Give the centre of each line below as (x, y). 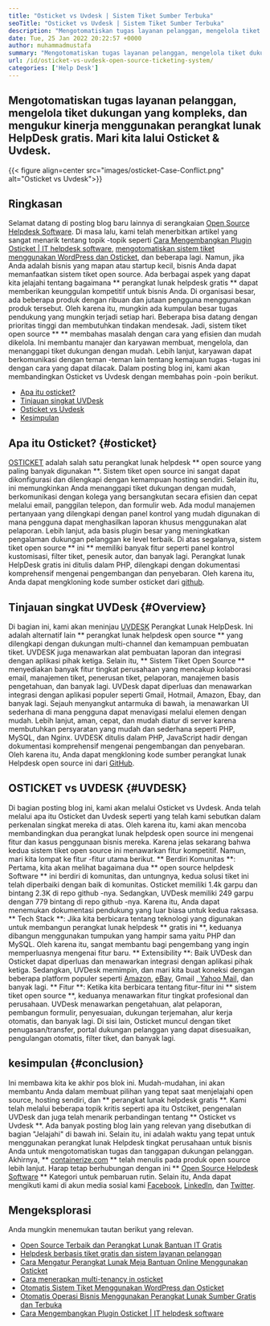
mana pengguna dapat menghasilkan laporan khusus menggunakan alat (128, 522)
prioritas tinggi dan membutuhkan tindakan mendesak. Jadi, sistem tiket (127, 325)
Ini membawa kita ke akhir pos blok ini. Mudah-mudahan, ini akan (117, 1083)
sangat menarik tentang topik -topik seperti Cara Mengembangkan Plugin (130, 240)
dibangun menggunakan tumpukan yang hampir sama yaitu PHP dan (122, 936)
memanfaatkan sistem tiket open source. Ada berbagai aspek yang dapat (129, 275)
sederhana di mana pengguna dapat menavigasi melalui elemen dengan (127, 712)
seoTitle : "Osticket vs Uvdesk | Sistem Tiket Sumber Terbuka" (117, 23)
